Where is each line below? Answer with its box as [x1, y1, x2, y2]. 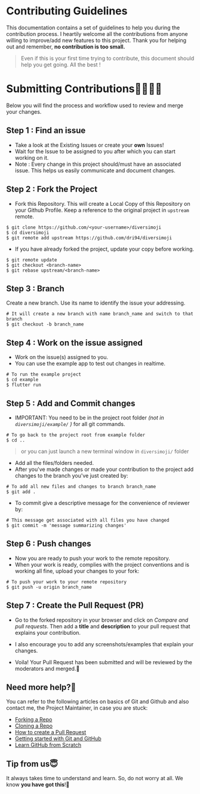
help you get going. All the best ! [20, 61, 101, 68]
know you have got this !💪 [6, 781, 70, 788]
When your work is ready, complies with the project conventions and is [14, 561, 190, 568]
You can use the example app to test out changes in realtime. [14, 360, 166, 367]
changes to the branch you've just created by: [14, 471, 128, 479]
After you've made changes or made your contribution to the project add [14, 466, 194, 473]
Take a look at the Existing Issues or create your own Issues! [14, 141, 164, 148]
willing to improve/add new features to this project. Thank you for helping [6, 36, 187, 44]
